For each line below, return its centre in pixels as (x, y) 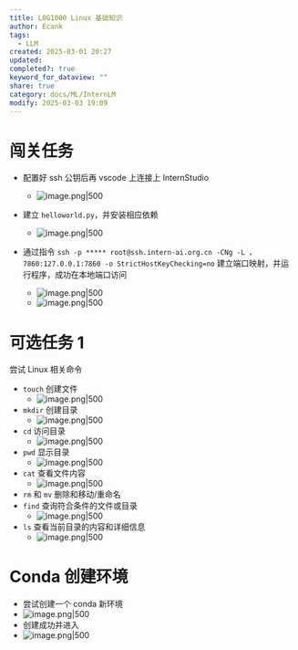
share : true (32, 86)
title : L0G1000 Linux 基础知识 (66, 18)
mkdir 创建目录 (50, 410)
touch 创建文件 (50, 389)
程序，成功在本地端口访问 (79, 275)
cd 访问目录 (44, 431)
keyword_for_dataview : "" (58, 78)
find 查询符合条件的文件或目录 (80, 506)
